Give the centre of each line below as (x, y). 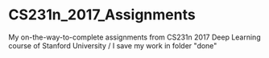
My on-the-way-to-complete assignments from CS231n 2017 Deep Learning (134, 37)
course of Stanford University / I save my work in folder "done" (113, 45)
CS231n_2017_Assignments (102, 15)
